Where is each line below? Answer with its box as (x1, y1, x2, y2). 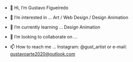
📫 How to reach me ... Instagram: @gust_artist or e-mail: (9, 44, 127, 49)
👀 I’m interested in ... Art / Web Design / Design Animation (9, 14, 129, 20)
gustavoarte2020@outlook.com (9, 51, 76, 57)
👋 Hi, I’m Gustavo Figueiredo (9, 5, 69, 10)
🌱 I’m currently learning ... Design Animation (9, 24, 101, 30)
